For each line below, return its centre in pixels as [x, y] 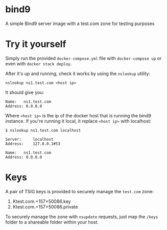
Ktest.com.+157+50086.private [45, 207]
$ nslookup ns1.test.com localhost [43, 130]
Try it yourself [36, 44]
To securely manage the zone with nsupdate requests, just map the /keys [82, 216]
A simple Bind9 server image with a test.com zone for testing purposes [80, 23]
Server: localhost [29, 139]
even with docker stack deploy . [39, 63]
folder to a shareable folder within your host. [52, 222]
